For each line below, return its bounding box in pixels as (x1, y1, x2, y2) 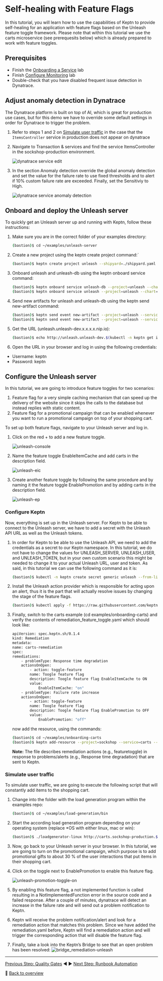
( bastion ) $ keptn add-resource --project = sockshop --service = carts (12, 740, 152, 745)
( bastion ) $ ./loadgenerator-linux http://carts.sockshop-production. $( (12, 834, 160, 839)
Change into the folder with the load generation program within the (12, 796, 146, 802)
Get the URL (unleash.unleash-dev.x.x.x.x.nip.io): (12, 326, 110, 332)
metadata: (12, 641, 33, 645)
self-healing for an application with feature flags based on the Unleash (5, 24, 147, 30)
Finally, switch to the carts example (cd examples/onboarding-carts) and (12, 612, 158, 618)
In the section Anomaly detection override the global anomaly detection (12, 167, 155, 173)
